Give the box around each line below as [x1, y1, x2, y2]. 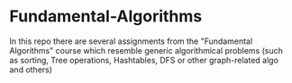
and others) [9, 64, 52, 75]
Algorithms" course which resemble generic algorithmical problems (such [9, 45, 284, 55]
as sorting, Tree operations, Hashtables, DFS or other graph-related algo [9, 54, 279, 65]
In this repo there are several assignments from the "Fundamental [9, 36, 253, 46]
